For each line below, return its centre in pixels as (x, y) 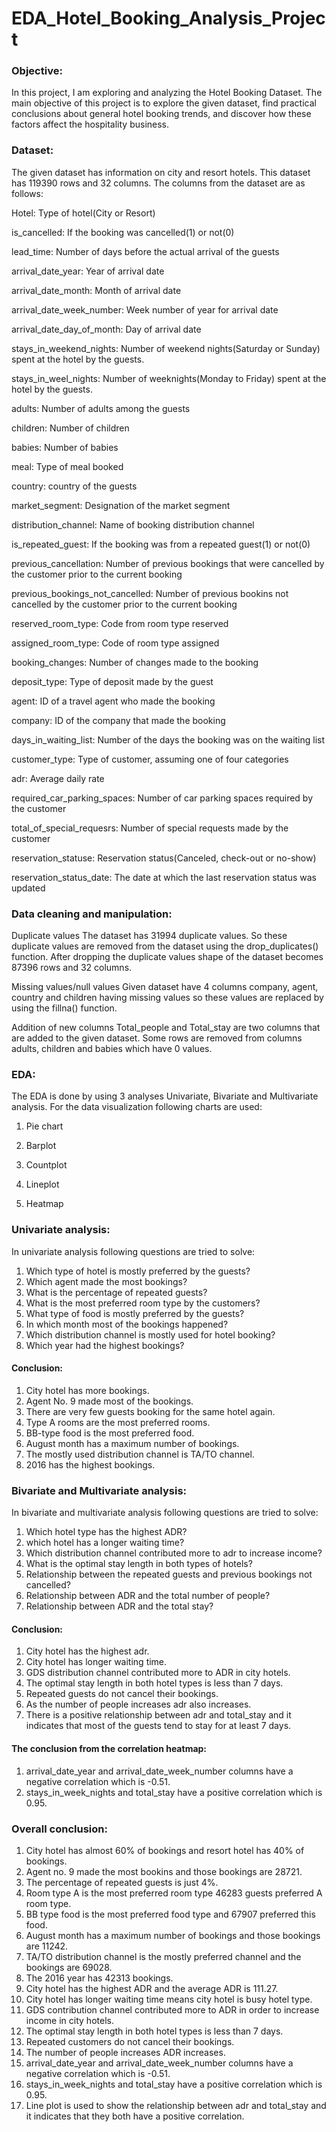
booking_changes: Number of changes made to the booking (135, 662)
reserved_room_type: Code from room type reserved (120, 623)
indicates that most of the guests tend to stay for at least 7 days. (158, 1726)
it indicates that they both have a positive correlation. (135, 2116)
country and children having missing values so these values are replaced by (167, 998)
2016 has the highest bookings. (90, 1464)
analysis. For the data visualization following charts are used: (137, 1107)
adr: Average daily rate (58, 778)
